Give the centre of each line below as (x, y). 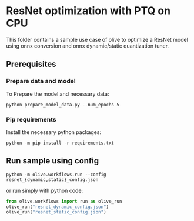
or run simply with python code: (45, 190)
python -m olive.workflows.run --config (56, 175)
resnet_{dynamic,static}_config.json (52, 180)
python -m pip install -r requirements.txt (60, 143)
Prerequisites (31, 64)
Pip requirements (31, 119)
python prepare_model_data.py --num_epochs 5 (63, 105)
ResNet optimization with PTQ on (88, 11)
